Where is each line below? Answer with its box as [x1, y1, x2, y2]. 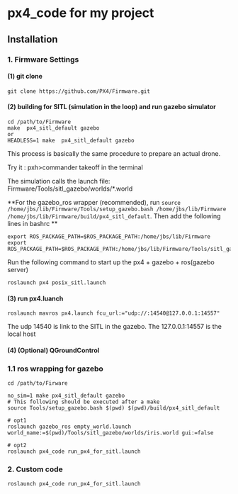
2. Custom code [7, 464, 63, 474]
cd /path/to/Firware [7, 380, 69, 387]
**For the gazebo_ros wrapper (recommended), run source [7, 198, 181, 206]
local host [7, 330, 36, 338]
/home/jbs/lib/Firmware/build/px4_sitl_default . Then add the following [7, 211, 221, 220]
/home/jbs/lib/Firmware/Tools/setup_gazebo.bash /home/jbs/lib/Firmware [7, 206, 227, 213]
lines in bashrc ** [7, 219, 58, 228]
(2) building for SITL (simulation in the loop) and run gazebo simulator [7, 103, 216, 111]
